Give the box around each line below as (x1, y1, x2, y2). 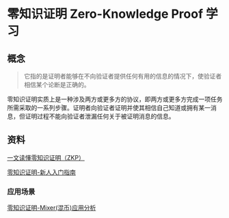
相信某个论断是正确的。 (23, 81, 90, 89)
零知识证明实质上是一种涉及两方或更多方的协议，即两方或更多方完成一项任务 (7, 95, 223, 103)
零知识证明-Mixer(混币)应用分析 (7, 204, 96, 212)
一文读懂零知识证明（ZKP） (7, 153, 85, 161)
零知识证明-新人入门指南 (7, 168, 77, 176)
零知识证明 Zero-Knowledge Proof (7, 6, 204, 22)
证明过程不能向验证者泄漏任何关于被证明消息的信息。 (25, 112, 175, 120)
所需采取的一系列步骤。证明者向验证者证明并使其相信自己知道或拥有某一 (7, 104, 211, 111)
